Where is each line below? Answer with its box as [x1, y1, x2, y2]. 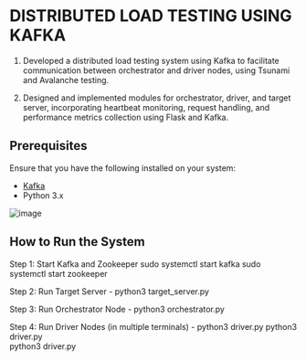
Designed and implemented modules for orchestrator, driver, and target [22, 92, 291, 103]
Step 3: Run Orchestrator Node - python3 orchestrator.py [9, 303, 226, 314]
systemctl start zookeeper [9, 268, 108, 279]
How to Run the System [9, 234, 145, 250]
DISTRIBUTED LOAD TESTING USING [9, 5, 292, 27]
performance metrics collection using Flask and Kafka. [22, 111, 229, 122]
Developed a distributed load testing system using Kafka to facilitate [22, 55, 280, 66]
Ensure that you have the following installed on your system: [9, 162, 236, 174]
